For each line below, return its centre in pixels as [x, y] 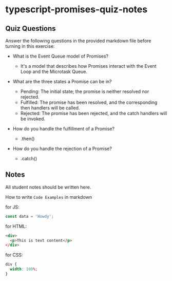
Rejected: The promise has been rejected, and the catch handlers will [94, 113]
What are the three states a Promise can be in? [62, 81]
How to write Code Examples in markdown [49, 197]
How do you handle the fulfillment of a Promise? [63, 129]
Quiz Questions [31, 29]
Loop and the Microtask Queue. [54, 71]
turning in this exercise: [30, 46]
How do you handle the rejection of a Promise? [62, 148]
